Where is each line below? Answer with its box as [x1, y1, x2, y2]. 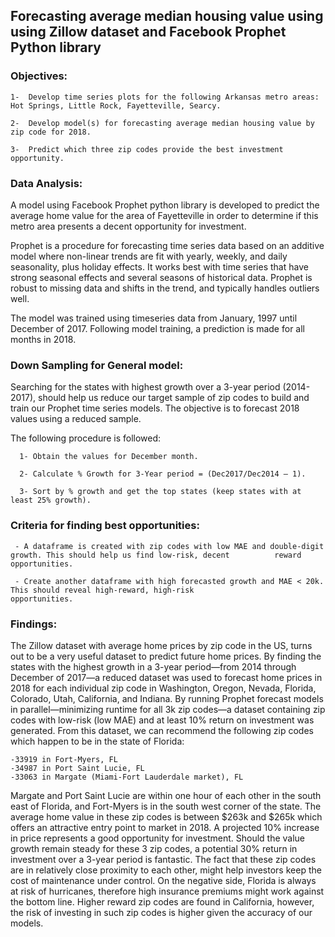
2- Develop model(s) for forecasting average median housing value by [10, 118, 315, 128]
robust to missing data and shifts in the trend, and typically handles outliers [10, 282, 320, 294]
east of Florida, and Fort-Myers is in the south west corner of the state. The [10, 800, 322, 812]
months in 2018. [10, 333, 77, 345]
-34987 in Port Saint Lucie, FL [10, 763, 145, 773]
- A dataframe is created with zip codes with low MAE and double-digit [14, 541, 325, 551]
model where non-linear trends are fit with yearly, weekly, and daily [10, 250, 288, 262]
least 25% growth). [10, 495, 92, 506]
